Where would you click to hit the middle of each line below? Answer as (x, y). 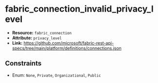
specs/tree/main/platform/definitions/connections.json (67, 48)
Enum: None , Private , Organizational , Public (56, 75)
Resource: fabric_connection (42, 33)
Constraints (23, 63)
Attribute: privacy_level (37, 38)
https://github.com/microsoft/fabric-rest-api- (69, 43)
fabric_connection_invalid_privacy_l (79, 9)
